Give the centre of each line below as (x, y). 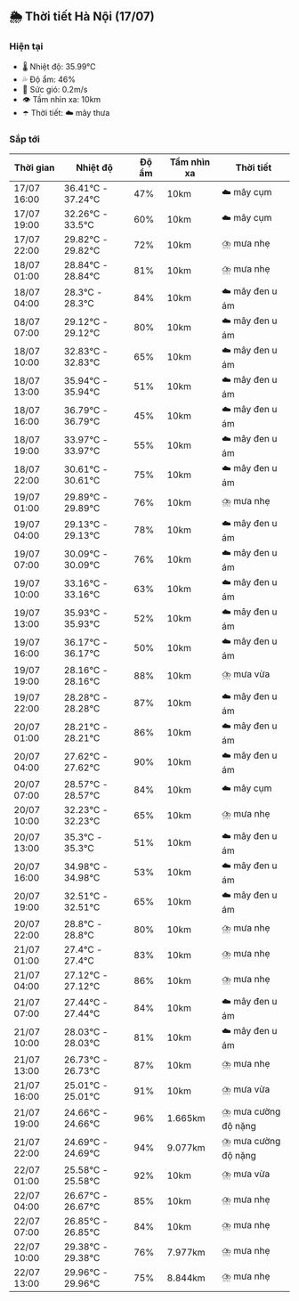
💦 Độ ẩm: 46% (49, 79)
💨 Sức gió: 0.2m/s (55, 89)
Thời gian (34, 167)
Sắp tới (24, 139)
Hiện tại (26, 46)
